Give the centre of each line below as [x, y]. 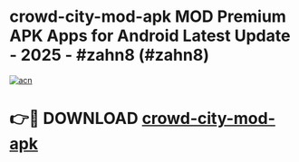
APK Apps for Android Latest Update [150, 36]
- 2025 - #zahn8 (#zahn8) [110, 55]
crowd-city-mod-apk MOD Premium [148, 17]
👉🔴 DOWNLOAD [74, 119]
